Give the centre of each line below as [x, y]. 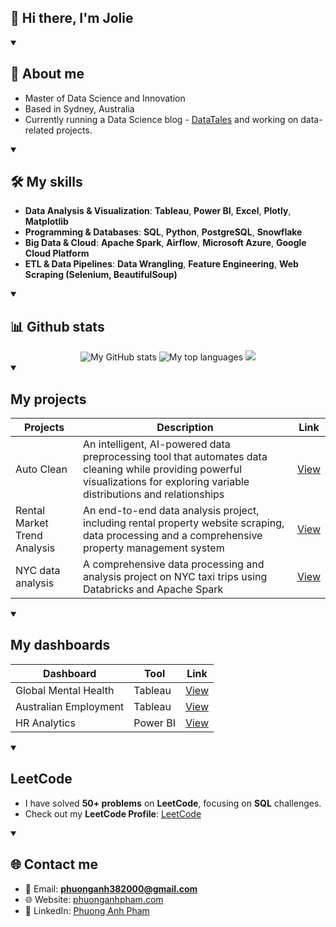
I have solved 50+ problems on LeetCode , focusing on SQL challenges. [173, 803]
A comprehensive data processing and [174, 564]
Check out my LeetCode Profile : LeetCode [113, 813]
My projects [48, 399]
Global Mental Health [65, 690]
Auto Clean [41, 469]
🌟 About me [47, 74]
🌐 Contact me [54, 864]
